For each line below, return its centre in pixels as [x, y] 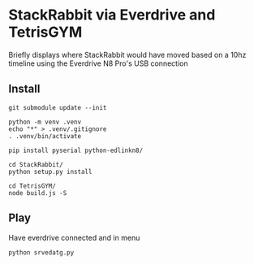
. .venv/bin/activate [45, 136]
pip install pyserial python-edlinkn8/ [76, 150]
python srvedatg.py [41, 252]
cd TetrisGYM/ [32, 186]
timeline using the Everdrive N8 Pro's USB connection [98, 63]
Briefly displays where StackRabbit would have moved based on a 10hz [127, 54]
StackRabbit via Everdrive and [112, 15]
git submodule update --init [58, 107]
